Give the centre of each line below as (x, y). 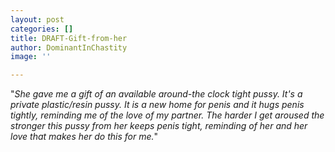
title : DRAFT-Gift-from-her (69, 38)
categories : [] (42, 29)
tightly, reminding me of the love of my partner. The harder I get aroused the (167, 115)
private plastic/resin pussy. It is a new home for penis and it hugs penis (157, 105)
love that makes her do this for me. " (84, 137)
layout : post (37, 19)
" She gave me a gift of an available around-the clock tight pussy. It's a (156, 94)
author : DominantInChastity (69, 47)
